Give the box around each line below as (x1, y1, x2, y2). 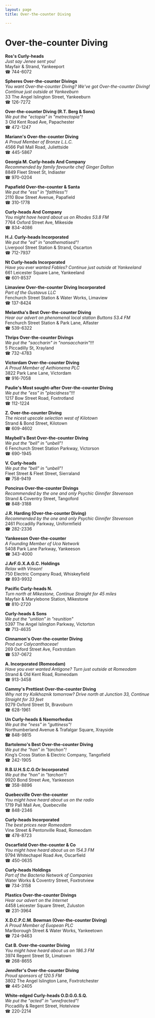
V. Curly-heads (5, 460, 37, 466)
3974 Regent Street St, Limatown (5, 953, 72, 959)
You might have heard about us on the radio (5, 797, 94, 803)
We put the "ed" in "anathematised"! (5, 240, 79, 245)
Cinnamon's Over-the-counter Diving (5, 636, 83, 642)
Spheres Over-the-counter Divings (5, 78, 77, 84)
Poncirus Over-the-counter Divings (5, 485, 79, 491)
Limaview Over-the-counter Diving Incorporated (5, 285, 106, 291)
